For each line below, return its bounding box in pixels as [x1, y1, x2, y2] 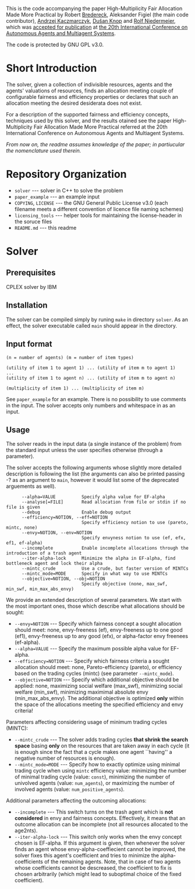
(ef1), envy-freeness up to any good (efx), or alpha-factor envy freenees [14, 633, 188, 640]
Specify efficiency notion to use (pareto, [81, 520, 189, 526]
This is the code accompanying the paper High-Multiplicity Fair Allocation [6, 5, 183, 12]
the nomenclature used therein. [6, 147, 81, 154]
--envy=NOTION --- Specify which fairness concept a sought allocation [14, 620, 182, 628]
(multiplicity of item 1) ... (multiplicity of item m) [6, 385, 144, 391]
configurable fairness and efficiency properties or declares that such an [6, 93, 179, 100]
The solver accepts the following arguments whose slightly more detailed [6, 464, 182, 471]
